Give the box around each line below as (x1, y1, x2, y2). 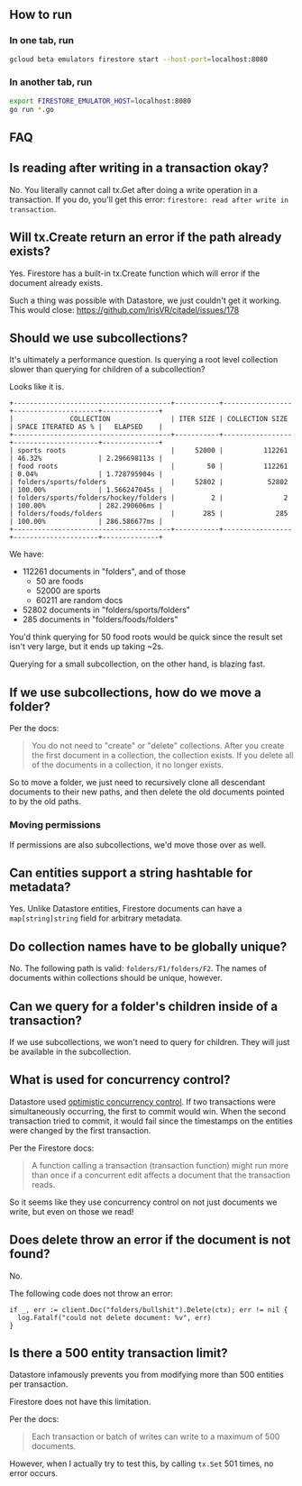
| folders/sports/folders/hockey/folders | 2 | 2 (9, 493, 288, 503)
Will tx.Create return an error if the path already (9, 230, 282, 245)
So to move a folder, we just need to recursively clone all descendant (9, 777, 266, 788)
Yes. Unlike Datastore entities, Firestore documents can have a (9, 904, 243, 914)
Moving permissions (9, 819, 101, 831)
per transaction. (9, 1379, 69, 1390)
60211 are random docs (35, 595, 124, 606)
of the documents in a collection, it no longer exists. (31, 759, 224, 770)
